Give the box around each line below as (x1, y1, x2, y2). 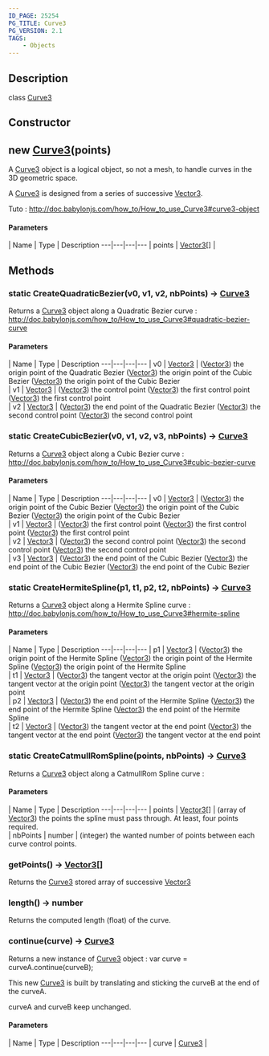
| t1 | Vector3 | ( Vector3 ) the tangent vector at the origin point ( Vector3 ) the (8, 671, 257, 680)
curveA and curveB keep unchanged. (8, 1001, 132, 1012)
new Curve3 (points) (8, 143, 112, 157)
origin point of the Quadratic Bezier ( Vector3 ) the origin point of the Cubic (8, 368, 253, 377)
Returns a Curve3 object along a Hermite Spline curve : (8, 600, 191, 610)
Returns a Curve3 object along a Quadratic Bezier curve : (8, 306, 198, 316)
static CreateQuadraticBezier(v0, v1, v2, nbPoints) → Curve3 (8, 287, 251, 299)
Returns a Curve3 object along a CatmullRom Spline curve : (8, 769, 205, 778)
